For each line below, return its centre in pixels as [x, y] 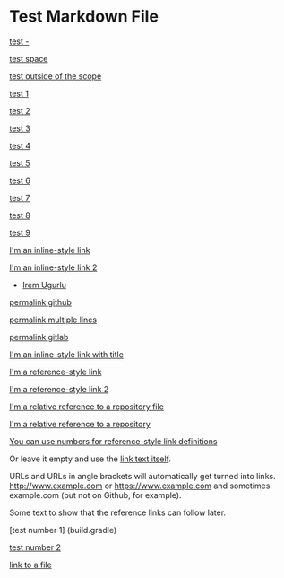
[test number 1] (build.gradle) [63, 530]
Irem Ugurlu [44, 285]
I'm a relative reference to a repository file [86, 407]
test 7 [20, 197]
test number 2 [35, 547]
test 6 [20, 180]
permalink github [40, 302]
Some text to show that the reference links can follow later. [118, 512]
